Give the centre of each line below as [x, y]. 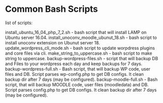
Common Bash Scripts [52, 9]
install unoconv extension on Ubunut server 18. [53, 42]
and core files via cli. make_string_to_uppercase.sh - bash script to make [79, 53]
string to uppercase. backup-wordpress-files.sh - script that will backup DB [82, 58]
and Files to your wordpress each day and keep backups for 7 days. [74, 64]
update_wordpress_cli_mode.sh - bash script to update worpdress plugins [80, 48]
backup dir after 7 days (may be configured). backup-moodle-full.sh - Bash [81, 79]
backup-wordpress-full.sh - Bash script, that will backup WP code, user [78, 69]
